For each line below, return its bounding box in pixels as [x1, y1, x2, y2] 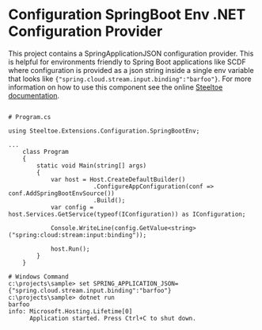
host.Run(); [50, 244, 90, 253]
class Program [22, 148, 69, 155]
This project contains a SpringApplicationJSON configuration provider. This [8, 48, 254, 58]
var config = [50, 203, 93, 211]
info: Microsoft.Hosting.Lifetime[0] [8, 307, 133, 315]
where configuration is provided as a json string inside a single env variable [8, 65, 255, 75]
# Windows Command [8, 272, 69, 281]
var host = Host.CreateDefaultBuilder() [50, 175, 186, 183]
